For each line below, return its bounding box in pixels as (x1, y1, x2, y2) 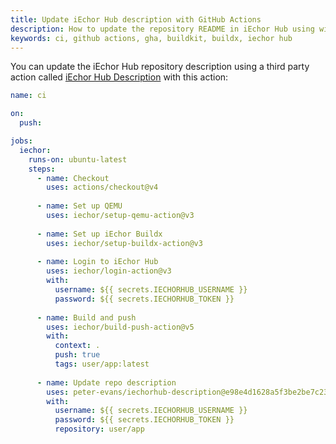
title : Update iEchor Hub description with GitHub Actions (10, 14, 262, 25)
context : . (54, 341, 101, 351)
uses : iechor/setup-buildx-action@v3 (46, 238, 203, 248)
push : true (54, 350, 101, 360)
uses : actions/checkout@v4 (46, 182, 159, 193)
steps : (28, 164, 56, 174)
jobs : (10, 136, 33, 146)
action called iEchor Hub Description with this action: (10, 71, 229, 83)
